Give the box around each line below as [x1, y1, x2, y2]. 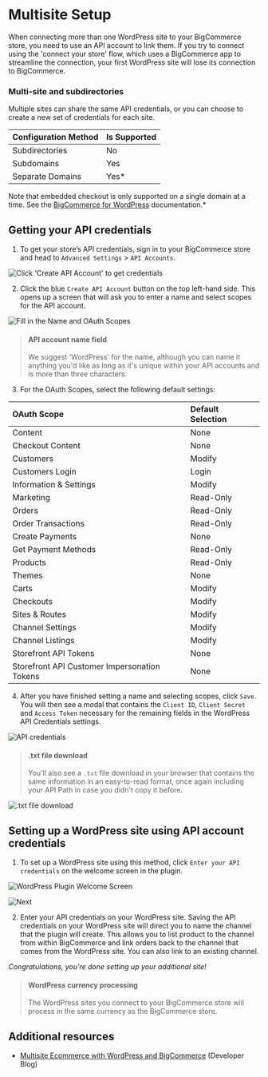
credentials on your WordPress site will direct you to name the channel [19, 921, 252, 931]
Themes [12, 570, 43, 581]
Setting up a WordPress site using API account [8, 824, 245, 837]
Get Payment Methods [12, 544, 97, 555]
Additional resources [8, 1029, 115, 1043]
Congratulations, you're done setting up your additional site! [8, 962, 207, 972]
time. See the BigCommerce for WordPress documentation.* [8, 200, 207, 209]
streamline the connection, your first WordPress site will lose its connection [8, 58, 256, 67]
